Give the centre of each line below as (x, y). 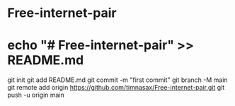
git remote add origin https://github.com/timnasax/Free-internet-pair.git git (116, 88)
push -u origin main (36, 95)
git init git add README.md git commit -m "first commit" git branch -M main (117, 80)
